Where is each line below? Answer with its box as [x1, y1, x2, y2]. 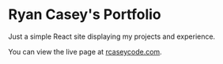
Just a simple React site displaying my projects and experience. [8, 32, 216, 41]
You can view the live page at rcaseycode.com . [8, 47, 162, 56]
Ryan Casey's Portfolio [8, 6, 161, 24]
